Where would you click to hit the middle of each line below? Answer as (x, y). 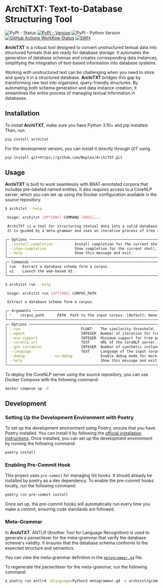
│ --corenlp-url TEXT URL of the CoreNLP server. (81, 342)
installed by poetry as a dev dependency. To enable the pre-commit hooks (79, 481)
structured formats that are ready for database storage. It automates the (77, 53)
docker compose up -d (27, 388)
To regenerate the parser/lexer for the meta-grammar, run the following (76, 567)
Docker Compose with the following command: (52, 379)
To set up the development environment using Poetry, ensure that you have (80, 428)
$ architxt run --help (28, 285)
